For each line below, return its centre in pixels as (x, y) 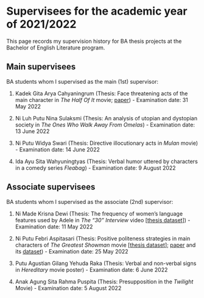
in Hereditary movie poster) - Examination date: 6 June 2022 (91, 269)
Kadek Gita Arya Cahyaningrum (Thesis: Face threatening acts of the (101, 93)
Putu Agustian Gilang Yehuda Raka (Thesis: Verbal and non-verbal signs (106, 263)
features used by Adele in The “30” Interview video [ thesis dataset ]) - (103, 220)
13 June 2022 (32, 131)
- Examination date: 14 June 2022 (58, 149)
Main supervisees (41, 67)
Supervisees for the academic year (97, 11)
